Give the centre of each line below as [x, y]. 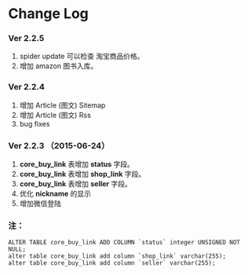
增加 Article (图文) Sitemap [62, 105]
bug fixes [35, 123]
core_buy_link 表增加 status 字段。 [77, 164]
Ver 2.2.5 [26, 38]
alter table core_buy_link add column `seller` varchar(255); [112, 263]
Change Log [48, 14]
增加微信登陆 [40, 203]
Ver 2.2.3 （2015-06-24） [59, 145]
